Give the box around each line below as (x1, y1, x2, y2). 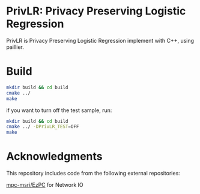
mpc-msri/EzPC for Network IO (6, 181, 84, 189)
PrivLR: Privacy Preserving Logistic (6, 4, 186, 18)
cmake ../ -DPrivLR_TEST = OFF (6, 124, 79, 130)
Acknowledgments (6, 149, 103, 163)
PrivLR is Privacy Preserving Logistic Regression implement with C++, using (6, 37, 194, 44)
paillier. (6, 43, 24, 51)
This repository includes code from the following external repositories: (6, 170, 180, 177)
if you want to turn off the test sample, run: (6, 107, 112, 114)
